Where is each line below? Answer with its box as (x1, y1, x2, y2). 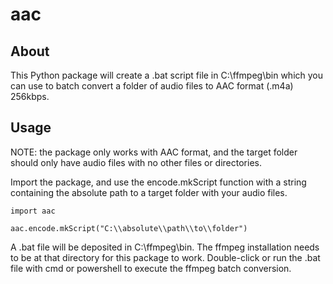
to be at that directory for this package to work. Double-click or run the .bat (10, 251, 321, 263)
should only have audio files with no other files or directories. (10, 156, 262, 168)
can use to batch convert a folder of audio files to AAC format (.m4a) (10, 80, 294, 92)
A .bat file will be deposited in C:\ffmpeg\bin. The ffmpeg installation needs (10, 241, 320, 253)
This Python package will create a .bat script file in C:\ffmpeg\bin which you (10, 69, 324, 81)
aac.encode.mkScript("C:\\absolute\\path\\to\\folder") (10, 223, 248, 233)
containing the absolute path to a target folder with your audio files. (10, 186, 288, 198)
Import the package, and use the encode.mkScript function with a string (10, 176, 307, 188)
